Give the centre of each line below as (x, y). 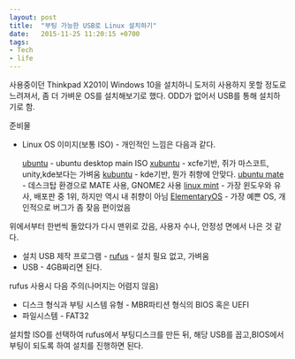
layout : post (33, 17)
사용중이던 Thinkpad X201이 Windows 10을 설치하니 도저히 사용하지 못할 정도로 (148, 84)
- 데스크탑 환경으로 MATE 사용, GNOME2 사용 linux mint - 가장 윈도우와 (147, 185)
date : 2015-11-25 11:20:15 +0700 (75, 34)
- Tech (21, 50)
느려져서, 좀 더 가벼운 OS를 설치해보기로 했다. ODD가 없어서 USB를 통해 (133, 95)
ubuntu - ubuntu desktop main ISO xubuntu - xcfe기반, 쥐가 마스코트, (145, 163)
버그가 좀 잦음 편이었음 (91, 207)
